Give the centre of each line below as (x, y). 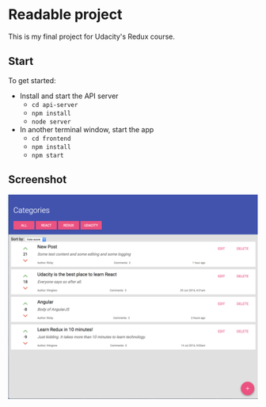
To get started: (32, 80)
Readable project (65, 15)
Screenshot (38, 180)
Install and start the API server (69, 96)
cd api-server (55, 105)
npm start (48, 155)
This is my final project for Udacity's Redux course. (92, 36)
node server (51, 122)
